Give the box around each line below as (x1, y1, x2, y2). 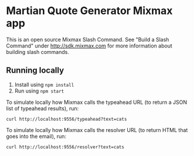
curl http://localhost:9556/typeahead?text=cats (6, 116, 127, 122)
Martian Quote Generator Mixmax (6, 4, 173, 18)
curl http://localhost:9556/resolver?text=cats (6, 144, 125, 150)
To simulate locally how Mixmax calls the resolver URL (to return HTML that (6, 126, 188, 133)
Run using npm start (14, 87, 64, 94)
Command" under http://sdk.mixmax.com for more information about (6, 42, 173, 49)
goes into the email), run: (6, 133, 66, 140)
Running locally (6, 66, 64, 76)
